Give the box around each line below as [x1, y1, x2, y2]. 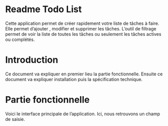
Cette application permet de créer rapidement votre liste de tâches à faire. [5, 20, 159, 26]
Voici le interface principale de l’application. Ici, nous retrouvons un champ [5, 110, 160, 117]
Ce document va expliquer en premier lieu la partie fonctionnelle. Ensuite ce [5, 71, 163, 77]
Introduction [5, 54, 59, 66]
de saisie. [5, 116, 25, 122]
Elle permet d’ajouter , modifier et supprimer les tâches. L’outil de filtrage [5, 25, 156, 31]
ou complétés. [5, 36, 35, 43]
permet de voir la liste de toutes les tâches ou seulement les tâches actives [5, 31, 161, 37]
